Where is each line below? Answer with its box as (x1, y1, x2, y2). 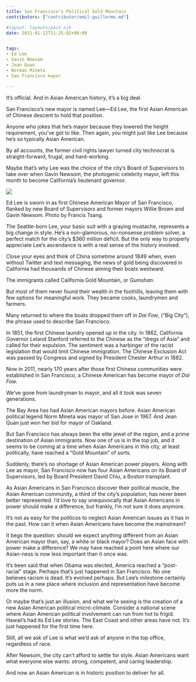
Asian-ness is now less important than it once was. (6, 550, 128, 557)
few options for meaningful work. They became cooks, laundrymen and (6, 294, 178, 301)
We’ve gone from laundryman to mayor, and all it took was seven (6, 389, 162, 396)
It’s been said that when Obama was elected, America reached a (6, 562, 161, 569)
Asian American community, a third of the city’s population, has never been (6, 490, 187, 497)
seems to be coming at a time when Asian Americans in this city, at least (6, 443, 180, 450)
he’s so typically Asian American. (6, 135, 86, 142)
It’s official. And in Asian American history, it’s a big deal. (6, 94, 142, 101)
